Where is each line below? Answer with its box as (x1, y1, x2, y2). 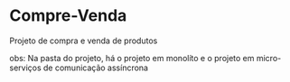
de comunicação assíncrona (43, 62, 149, 73)
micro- (256, 52, 282, 63)
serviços (9, 62, 42, 73)
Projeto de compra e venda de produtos (9, 35, 158, 46)
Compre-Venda (9, 5, 127, 26)
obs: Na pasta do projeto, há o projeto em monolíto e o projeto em (9, 52, 255, 63)
